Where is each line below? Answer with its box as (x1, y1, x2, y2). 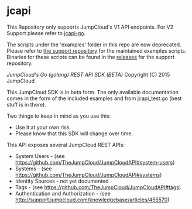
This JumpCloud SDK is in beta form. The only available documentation (6, 88, 179, 95)
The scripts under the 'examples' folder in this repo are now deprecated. (6, 41, 181, 48)
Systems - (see (15, 165, 52, 172)
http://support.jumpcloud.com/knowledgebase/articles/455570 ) (15, 196, 170, 203)
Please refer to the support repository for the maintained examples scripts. (6, 47, 187, 54)
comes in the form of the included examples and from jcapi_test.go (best (6, 95, 182, 102)
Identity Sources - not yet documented (15, 177, 109, 184)
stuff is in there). (6, 101, 46, 108)
